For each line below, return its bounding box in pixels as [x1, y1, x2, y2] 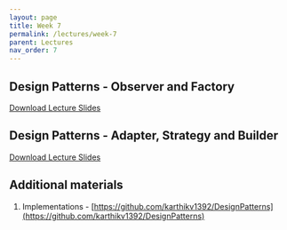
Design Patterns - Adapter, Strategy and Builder [9, 128, 279, 143]
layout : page [9, 12, 58, 22]
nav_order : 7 [9, 46, 58, 55]
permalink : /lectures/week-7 [9, 29, 117, 38]
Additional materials [9, 178, 124, 193]
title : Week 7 [9, 21, 62, 30]
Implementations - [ [21, 201, 95, 211]
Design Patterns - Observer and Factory [9, 79, 235, 94]
